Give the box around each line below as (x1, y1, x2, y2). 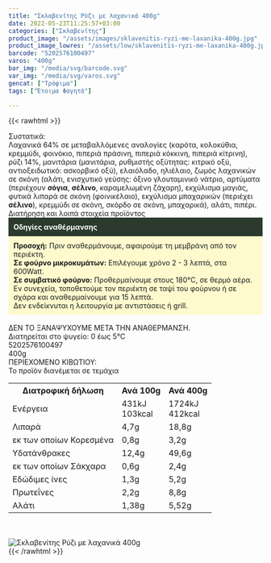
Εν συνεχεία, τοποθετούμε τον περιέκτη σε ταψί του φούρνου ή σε (13, 284, 237, 294)
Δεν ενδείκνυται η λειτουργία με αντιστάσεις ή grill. (13, 301, 188, 311)
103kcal (121, 408, 153, 419)
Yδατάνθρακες (12, 448, 71, 459)
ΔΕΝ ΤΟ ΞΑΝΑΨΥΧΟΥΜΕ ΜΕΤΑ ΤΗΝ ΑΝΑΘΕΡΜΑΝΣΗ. (8, 323, 191, 333)
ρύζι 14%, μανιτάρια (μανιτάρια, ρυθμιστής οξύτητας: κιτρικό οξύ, (8, 157, 232, 167)
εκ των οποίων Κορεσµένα (12, 435, 115, 446)
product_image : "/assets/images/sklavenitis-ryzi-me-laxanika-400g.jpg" (8, 34, 258, 43)
